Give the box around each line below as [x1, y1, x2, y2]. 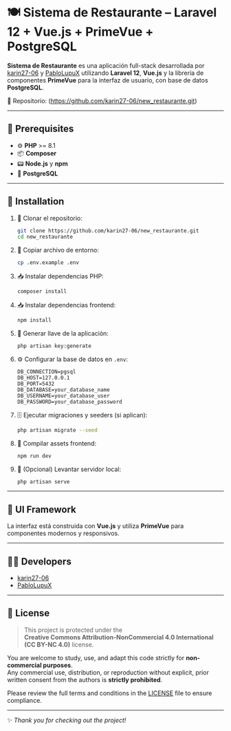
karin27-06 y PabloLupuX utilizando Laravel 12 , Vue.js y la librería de [7, 69, 204, 77]
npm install [16, 317, 52, 324]
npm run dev [16, 452, 52, 459]
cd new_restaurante [16, 234, 74, 241]
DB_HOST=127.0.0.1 [16, 374, 70, 381]
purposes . [43, 661, 74, 669]
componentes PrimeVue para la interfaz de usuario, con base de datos [7, 76, 208, 84]
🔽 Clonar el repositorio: [16, 214, 82, 222]
